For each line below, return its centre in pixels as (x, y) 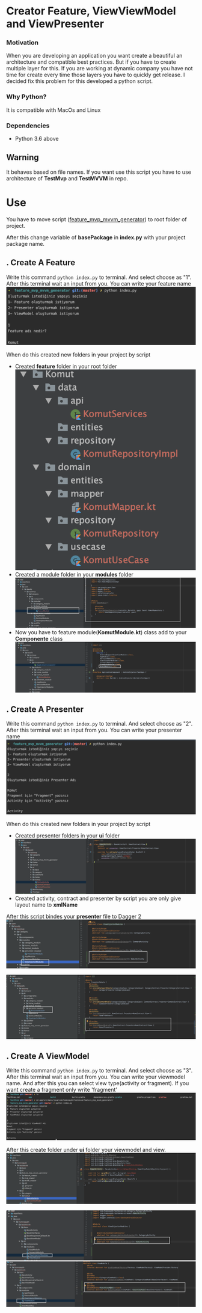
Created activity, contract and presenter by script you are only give (98, 898)
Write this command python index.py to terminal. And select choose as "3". (99, 1070)
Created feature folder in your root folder (66, 366)
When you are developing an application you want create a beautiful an (94, 56)
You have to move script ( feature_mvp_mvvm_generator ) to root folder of (97, 219)
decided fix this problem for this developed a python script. (80, 81)
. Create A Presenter (45, 709)
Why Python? (26, 97)
